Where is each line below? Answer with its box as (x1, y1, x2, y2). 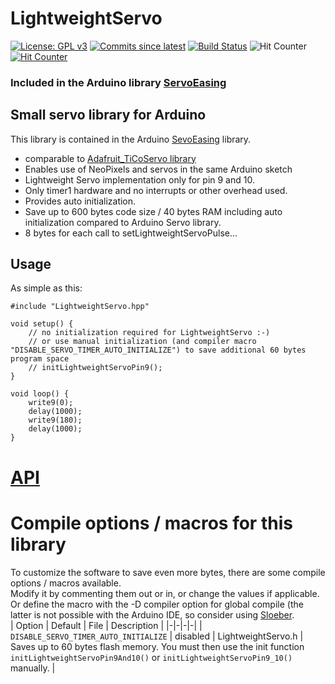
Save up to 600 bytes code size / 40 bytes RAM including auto (24, 205, 283, 217)
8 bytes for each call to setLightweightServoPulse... (24, 227, 238, 239)
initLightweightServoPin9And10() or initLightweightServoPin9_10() (10, 651, 293, 663)
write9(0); (28, 398, 74, 408)
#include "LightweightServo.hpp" (10, 302, 150, 312)
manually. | (10, 662, 56, 674)
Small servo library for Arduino (10, 107, 207, 124)
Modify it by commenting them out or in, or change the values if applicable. (10, 587, 320, 599)
